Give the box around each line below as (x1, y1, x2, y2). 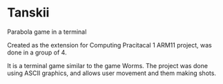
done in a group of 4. (7, 48, 67, 56)
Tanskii (7, 5, 50, 21)
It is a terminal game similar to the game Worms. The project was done (7, 61, 209, 70)
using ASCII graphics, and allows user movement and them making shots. (7, 69, 216, 77)
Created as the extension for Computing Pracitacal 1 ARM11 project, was (7, 41, 212, 49)
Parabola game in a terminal (7, 28, 87, 36)
